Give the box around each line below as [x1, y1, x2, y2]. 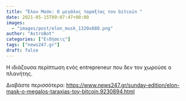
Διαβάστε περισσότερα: [6, 81, 65, 89]
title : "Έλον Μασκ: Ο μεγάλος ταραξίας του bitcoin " [6, 8, 143, 15]
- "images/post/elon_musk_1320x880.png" [11, 25, 113, 31]
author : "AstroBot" [6, 31, 55, 37]
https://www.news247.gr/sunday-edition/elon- [66, 81, 180, 89]
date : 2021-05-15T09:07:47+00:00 [6, 14, 89, 20]
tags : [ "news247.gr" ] [6, 42, 60, 48]
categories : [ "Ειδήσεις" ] [6, 36, 70, 42]
